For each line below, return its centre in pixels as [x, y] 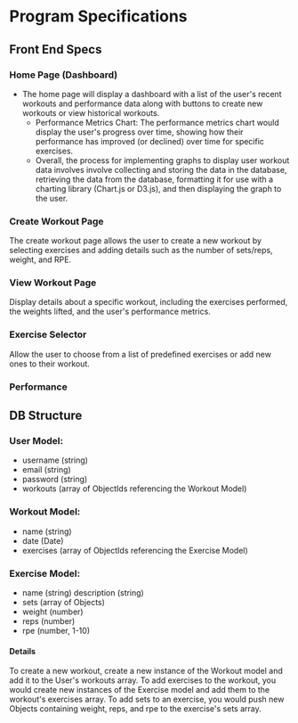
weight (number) [52, 612]
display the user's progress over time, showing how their [139, 132]
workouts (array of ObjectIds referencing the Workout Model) [134, 489]
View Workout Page [53, 283]
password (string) [55, 480]
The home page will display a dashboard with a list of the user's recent [152, 94]
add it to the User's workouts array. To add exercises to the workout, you [143, 680]
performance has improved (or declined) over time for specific [150, 141]
